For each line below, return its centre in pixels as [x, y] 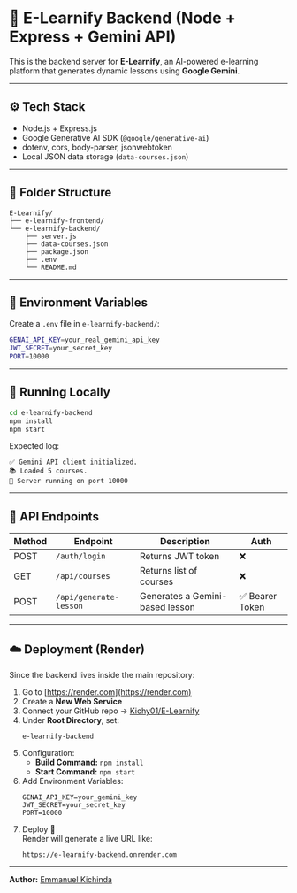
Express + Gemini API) [93, 37]
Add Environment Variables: [72, 781]
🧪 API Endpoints [54, 516]
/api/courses [83, 576]
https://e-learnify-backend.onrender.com [99, 855]
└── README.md [51, 267]
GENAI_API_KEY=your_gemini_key [80, 797]
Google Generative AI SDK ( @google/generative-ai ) [115, 137]
